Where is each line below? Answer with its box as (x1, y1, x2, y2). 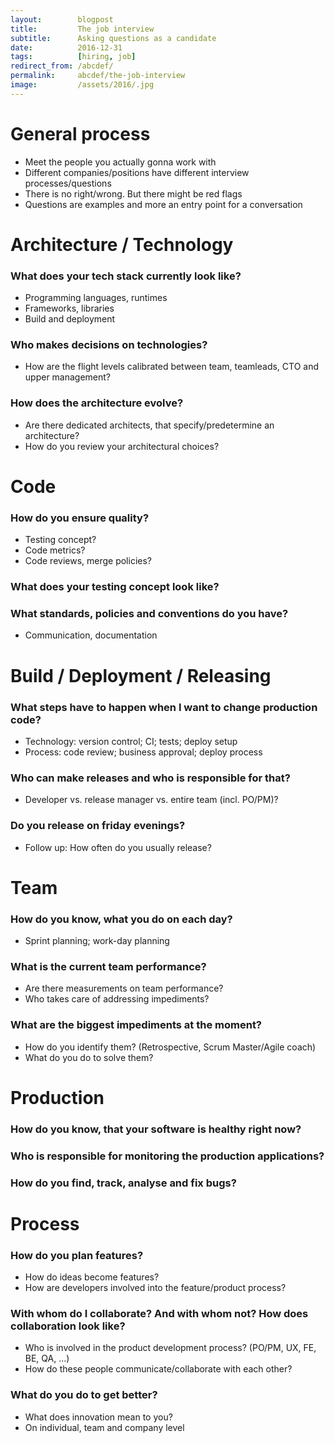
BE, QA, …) (24, 1352, 70, 1365)
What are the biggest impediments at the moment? (10, 1018, 263, 1032)
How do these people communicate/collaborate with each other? (24, 1363, 293, 1375)
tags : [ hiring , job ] (10, 52, 137, 62)
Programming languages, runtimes (24, 292, 168, 304)
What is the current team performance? (10, 959, 207, 973)
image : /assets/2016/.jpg (10, 80, 155, 90)
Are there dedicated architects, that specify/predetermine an (24, 419, 275, 431)
